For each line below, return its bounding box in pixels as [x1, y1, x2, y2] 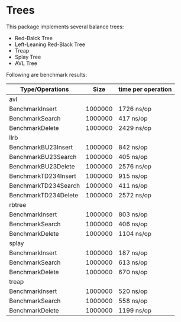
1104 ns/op [118, 229, 152, 238]
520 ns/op [118, 287, 148, 295]
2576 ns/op [118, 162, 152, 170]
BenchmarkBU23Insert [9, 143, 73, 151]
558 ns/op [118, 297, 148, 305]
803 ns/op [118, 210, 148, 219]
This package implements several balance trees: [6, 23, 124, 30]
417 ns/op [118, 114, 148, 122]
